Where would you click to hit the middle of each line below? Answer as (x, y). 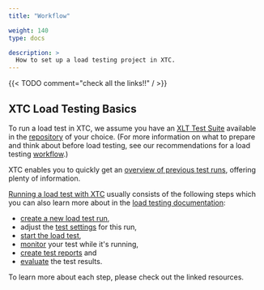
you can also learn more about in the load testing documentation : (117, 203)
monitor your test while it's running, (79, 244)
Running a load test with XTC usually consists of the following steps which (132, 194)
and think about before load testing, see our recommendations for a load (130, 145)
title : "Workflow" (39, 16)
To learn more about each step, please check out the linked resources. (126, 277)
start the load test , (51, 235)
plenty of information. (45, 178)
